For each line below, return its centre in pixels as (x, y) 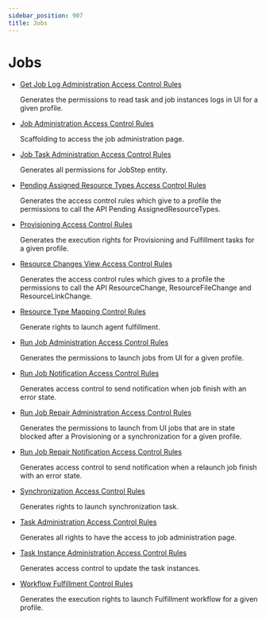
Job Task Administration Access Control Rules (95, 154)
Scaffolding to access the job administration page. (102, 139)
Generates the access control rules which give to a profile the (120, 201)
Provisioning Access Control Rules (76, 224)
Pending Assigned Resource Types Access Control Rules (113, 185)
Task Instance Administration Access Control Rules (103, 553)
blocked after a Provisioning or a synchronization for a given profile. (131, 437)
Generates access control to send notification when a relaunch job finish (138, 467)
